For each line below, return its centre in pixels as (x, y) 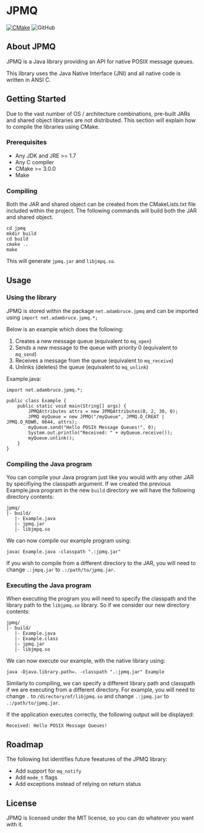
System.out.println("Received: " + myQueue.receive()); (100, 433)
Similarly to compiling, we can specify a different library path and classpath (101, 683)
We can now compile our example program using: (69, 541)
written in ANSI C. (29, 79)
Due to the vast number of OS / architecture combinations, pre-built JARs (98, 114)
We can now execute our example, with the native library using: (86, 661)
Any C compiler (34, 162)
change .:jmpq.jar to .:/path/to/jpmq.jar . (61, 570)
